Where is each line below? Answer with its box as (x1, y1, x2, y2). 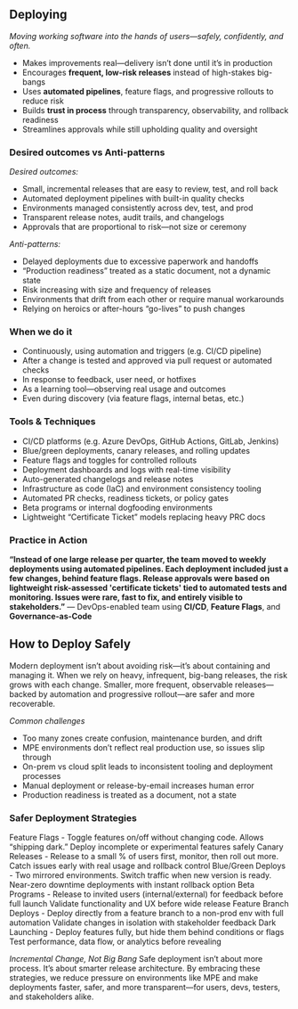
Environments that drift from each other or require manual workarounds (21, 294, 285, 305)
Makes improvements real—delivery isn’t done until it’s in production (21, 57, 273, 68)
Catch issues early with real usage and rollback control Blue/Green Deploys (9, 860, 286, 872)
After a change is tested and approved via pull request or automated (21, 356, 273, 366)
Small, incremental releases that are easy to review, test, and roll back (21, 184, 278, 194)
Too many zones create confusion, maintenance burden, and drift (21, 733, 262, 743)
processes (21, 770, 61, 781)
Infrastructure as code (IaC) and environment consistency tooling (21, 483, 262, 494)
